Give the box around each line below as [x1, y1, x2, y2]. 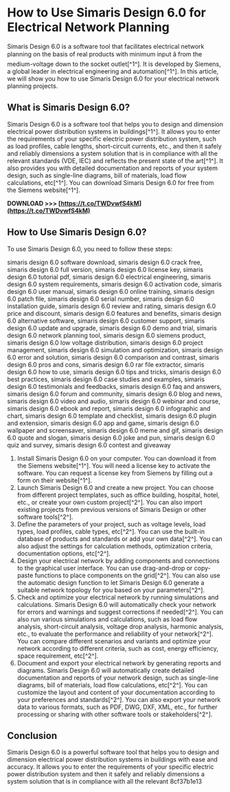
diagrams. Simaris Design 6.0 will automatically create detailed [16, 666, 194, 674]
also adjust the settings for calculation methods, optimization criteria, [16, 542, 213, 550]
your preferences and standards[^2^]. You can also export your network [16, 695, 221, 703]
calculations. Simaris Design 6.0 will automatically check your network [16, 600, 216, 608]
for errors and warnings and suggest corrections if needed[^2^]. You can [16, 608, 224, 616]
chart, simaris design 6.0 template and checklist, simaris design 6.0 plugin [7, 411, 217, 420]
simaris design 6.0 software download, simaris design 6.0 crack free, [7, 258, 203, 266]
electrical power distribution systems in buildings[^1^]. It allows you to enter [7, 127, 221, 136]
